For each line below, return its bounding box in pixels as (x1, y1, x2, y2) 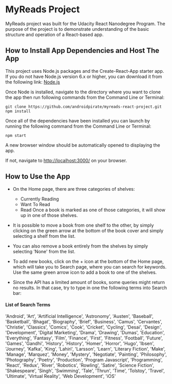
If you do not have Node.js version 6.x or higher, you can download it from (5, 73, 163, 79)
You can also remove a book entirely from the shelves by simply (12, 242, 148, 249)
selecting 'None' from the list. (12, 248, 75, 254)
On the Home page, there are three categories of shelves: (12, 186, 135, 192)
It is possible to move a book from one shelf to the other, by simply (12, 222, 154, 228)
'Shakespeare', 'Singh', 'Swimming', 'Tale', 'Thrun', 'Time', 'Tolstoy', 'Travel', (5, 368, 165, 374)
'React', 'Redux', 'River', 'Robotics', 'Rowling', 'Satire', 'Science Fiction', (5, 362, 155, 368)
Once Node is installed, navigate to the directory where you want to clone (5, 89, 161, 95)
